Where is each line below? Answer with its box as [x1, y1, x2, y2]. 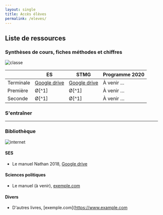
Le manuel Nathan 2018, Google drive [12, 161, 88, 166]
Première [7, 87, 28, 94]
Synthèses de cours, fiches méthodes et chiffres [5, 49, 123, 55]
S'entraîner [5, 110, 33, 116]
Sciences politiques [5, 172, 46, 178]
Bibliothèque [5, 128, 36, 135]
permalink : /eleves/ [5, 16, 47, 21]
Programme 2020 [102, 71, 145, 78]
